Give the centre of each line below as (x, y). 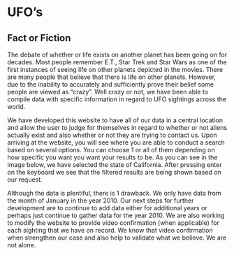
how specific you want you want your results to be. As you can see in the (112, 157)
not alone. (22, 245)
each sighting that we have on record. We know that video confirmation (110, 230)
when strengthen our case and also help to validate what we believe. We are (117, 238)
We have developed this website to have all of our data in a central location (115, 120)
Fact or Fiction (39, 38)
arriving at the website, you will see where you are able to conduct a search (116, 143)
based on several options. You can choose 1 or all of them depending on (111, 150)
